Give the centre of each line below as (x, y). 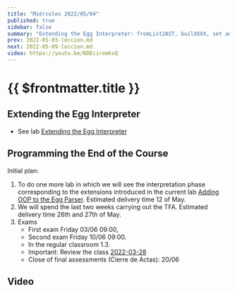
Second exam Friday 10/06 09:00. (77, 237)
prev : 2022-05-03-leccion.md (50, 40)
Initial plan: (23, 170)
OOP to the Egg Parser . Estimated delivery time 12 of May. (102, 199)
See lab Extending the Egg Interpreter (72, 131)
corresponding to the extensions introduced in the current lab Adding (118, 192)
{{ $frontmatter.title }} (74, 88)
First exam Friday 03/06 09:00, (73, 229)
